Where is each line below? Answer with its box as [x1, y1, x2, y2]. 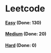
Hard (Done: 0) [5, 42, 36, 48]
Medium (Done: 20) [5, 31, 46, 37]
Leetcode [5, 3, 45, 14]
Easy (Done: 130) [5, 19, 41, 25]
